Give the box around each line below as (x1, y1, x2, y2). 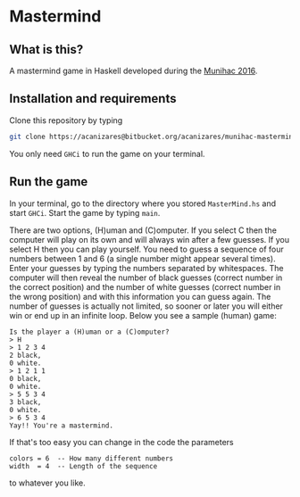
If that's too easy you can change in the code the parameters (9, 436, 234, 447)
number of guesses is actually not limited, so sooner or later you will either (9, 301, 284, 311)
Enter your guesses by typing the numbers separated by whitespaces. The (9, 262, 284, 273)
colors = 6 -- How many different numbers (9, 453, 174, 463)
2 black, (9, 351, 42, 360)
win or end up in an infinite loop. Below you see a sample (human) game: (9, 310, 277, 320)
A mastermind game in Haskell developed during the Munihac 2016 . (9, 65, 258, 76)
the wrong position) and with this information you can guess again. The (9, 291, 271, 302)
